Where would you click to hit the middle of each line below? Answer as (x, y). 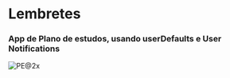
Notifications (34, 49)
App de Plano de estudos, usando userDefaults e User (115, 39)
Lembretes (45, 14)
